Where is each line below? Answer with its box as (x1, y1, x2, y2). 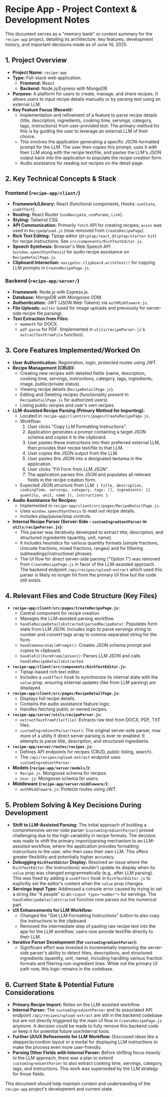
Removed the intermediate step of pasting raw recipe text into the (20, 923, 156, 929)
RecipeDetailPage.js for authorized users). (20, 396, 109, 402)
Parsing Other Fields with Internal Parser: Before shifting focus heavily (12, 1049, 160, 1055)
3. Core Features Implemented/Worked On (5, 346, 140, 355)
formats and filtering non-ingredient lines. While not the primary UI (20, 961, 158, 967)
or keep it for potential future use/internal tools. (12, 1028, 110, 1034)
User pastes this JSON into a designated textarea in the (27, 455, 142, 461)
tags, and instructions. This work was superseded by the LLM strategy (12, 1065, 158, 1071)
